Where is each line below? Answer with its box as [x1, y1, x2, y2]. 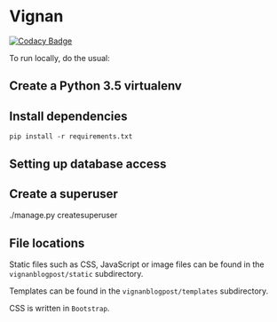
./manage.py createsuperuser [9, 210, 118, 221]
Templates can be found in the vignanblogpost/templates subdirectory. [9, 286, 269, 296]
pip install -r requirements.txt [9, 132, 133, 141]
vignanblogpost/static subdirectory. [9, 269, 144, 279]
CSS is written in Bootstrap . [9, 303, 110, 314]
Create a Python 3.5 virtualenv [9, 78, 182, 94]
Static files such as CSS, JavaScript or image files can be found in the [9, 259, 265, 270]
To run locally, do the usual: [9, 52, 110, 63]
